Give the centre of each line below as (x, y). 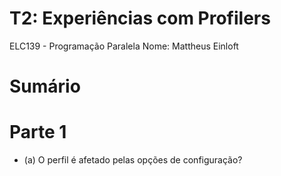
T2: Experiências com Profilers (140, 18)
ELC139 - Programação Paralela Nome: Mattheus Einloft (124, 46)
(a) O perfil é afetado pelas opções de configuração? (133, 160)
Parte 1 (38, 132)
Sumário (45, 86)
